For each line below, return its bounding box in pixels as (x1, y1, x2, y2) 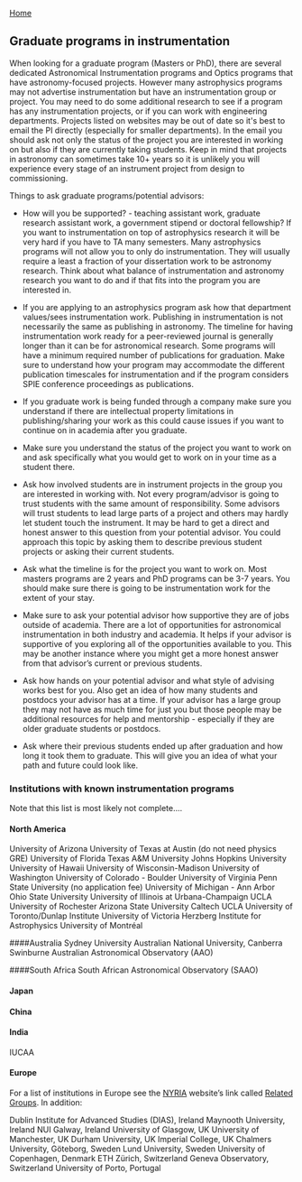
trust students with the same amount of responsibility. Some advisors (22, 498, 280, 509)
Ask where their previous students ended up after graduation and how (22, 740, 284, 752)
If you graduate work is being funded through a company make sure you (22, 396, 292, 407)
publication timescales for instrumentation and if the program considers (22, 369, 289, 380)
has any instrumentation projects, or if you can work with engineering (9, 106, 268, 116)
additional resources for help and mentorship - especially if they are (22, 713, 275, 725)
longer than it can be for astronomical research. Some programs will (22, 340, 276, 351)
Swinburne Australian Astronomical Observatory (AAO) (9, 947, 214, 958)
